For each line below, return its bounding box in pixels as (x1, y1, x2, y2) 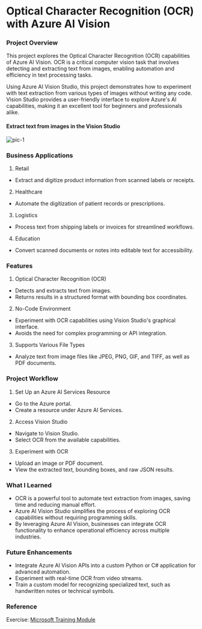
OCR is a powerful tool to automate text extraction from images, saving (14, 495, 191, 502)
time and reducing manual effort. (14, 501, 96, 508)
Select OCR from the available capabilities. (14, 436, 121, 443)
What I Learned (6, 481, 52, 489)
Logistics (14, 211, 38, 218)
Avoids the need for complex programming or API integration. (14, 330, 167, 337)
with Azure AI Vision (6, 17, 110, 31)
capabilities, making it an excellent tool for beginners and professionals (6, 103, 182, 110)
